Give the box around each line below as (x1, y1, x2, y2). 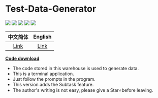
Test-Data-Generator (5, 3, 97, 15)
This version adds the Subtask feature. (12, 81, 94, 87)
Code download (5, 55, 40, 61)
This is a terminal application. (12, 71, 75, 77)
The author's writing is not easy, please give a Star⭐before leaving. (12, 87, 153, 93)
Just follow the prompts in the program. (12, 76, 96, 82)
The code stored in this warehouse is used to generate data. (12, 65, 139, 71)
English (33, 33, 52, 40)
